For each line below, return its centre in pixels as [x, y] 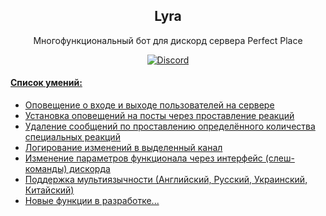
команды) [46, 169]
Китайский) [49, 190]
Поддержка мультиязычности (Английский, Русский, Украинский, [166, 180]
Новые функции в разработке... [92, 201]
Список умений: [46, 83]
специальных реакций [72, 137]
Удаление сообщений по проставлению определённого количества [170, 126]
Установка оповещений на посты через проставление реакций [159, 116]
